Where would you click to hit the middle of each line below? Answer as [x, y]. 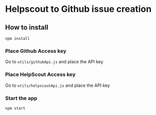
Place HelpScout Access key [40, 75]
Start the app [21, 98]
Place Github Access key [36, 51]
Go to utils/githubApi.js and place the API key [54, 62]
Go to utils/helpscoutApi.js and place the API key [58, 85]
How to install [27, 27]
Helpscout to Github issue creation [78, 9]
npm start [15, 108]
